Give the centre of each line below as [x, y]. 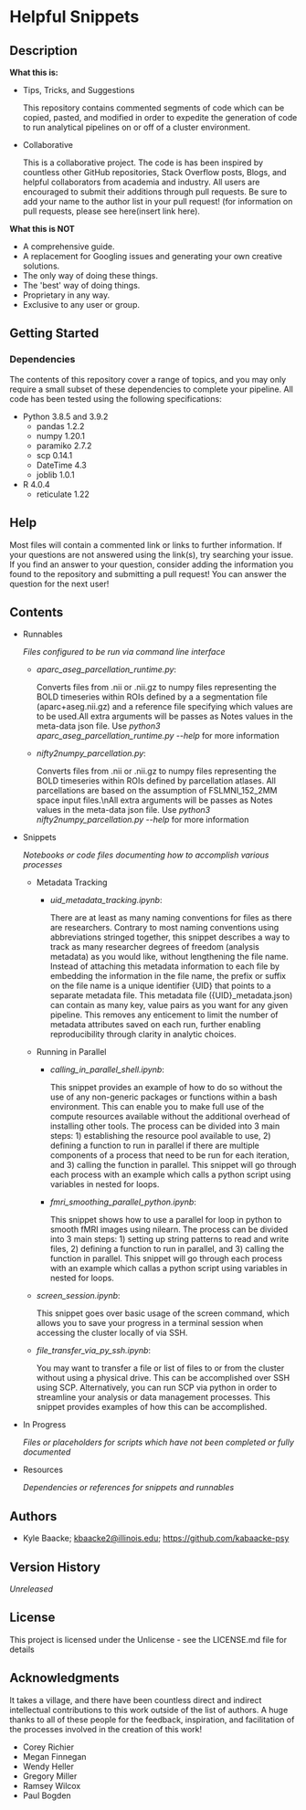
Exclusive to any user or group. [81, 305]
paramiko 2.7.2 [64, 446]
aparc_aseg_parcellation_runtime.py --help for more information [158, 736]
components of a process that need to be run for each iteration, [169, 1155]
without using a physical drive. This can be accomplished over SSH [163, 1378]
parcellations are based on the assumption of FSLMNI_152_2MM [157, 791]
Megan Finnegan [54, 1756]
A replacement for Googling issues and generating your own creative [153, 256]
